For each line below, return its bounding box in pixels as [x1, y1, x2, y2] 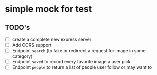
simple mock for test [5, 3, 92, 15]
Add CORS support [12, 42, 52, 48]
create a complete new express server [12, 36, 92, 42]
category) [12, 53, 33, 59]
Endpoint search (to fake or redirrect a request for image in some [12, 48, 146, 54]
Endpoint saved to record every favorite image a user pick [12, 59, 131, 65]
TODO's [5, 23, 30, 32]
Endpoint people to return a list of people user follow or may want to [12, 64, 152, 70]
